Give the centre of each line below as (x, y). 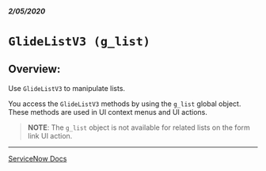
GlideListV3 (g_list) (79, 42)
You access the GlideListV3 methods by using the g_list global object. (125, 104)
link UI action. (50, 135)
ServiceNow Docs (38, 158)
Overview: (34, 69)
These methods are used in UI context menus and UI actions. (108, 112)
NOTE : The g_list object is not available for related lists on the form (139, 127)
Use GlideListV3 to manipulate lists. (66, 88)
